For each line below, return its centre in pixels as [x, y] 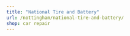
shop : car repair [28, 23]
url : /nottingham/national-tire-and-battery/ [65, 18]
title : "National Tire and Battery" [53, 12]
